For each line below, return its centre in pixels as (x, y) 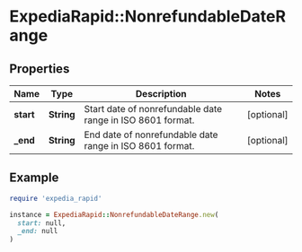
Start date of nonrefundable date (153, 109)
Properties (40, 69)
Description (161, 94)
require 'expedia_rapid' (56, 198)
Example (34, 178)
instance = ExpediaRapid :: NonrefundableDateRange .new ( (114, 214)
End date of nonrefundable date (151, 135)
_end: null (38, 231)
